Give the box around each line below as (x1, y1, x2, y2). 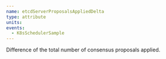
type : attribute (6, 14, 46, 20)
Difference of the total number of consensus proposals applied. (6, 46, 161, 53)
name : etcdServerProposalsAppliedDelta (6, 8, 105, 15)
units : (6, 19, 22, 25)
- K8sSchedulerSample (11, 30, 65, 36)
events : (6, 25, 25, 31)
